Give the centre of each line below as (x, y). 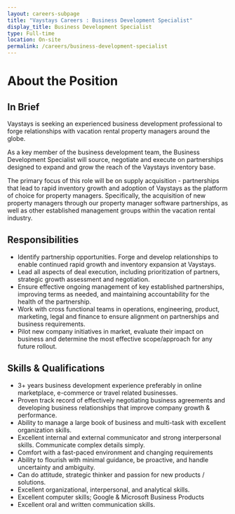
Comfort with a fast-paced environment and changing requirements (115, 452)
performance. (37, 415)
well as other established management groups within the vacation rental (111, 210)
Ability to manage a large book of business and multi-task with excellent (122, 422)
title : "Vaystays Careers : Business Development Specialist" (100, 20)
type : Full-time (31, 33)
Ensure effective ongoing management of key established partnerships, (121, 286)
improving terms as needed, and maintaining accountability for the (113, 294)
